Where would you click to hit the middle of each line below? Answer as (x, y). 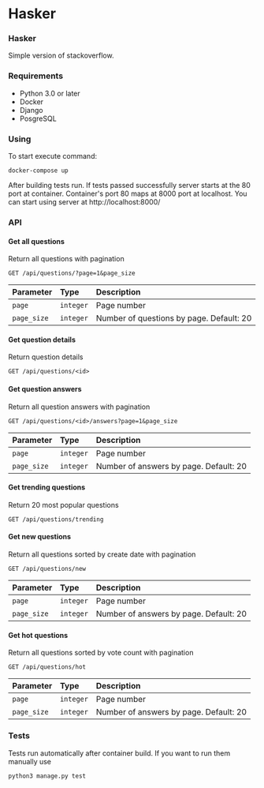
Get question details (42, 340)
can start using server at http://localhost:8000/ (84, 202)
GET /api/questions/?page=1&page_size (72, 273)
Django (31, 110)
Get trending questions (47, 487)
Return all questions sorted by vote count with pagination (101, 653)
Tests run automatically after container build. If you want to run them (119, 753)
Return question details (46, 357)
